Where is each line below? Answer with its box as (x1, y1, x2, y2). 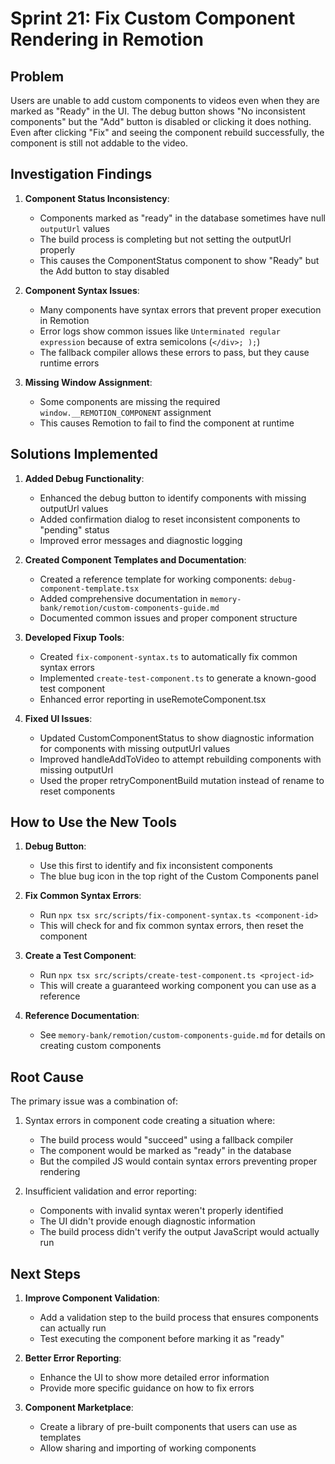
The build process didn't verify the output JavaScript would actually (39, 1226, 320, 1238)
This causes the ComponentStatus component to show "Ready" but (39, 254, 320, 266)
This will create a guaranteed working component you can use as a (39, 980, 317, 992)
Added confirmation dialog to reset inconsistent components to (39, 513, 301, 525)
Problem (10, 68, 65, 85)
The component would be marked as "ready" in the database (39, 1145, 292, 1157)
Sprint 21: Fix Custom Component (10, 7, 296, 30)
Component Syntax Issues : (24, 284, 140, 296)
